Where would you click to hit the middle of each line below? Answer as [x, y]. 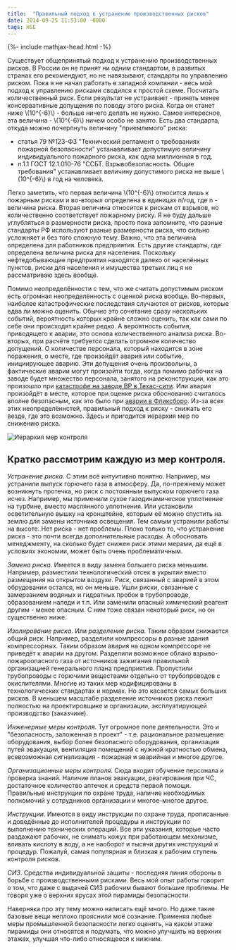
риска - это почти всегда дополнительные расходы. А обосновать [107, 536]
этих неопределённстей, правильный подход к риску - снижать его [110, 409]
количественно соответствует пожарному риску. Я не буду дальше [109, 215]
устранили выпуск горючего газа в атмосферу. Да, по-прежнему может [117, 484]
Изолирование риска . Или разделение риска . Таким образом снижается [118, 631]
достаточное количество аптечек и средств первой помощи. [99, 786]
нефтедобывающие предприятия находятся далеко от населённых [108, 260]
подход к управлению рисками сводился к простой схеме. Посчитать [113, 91]
